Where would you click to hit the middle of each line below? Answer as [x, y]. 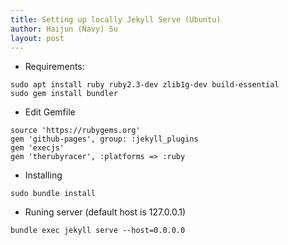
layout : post [37, 38]
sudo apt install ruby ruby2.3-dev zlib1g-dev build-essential [145, 85]
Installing [43, 175]
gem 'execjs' [37, 148]
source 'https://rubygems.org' [75, 131]
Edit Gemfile [50, 112]
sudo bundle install [53, 194]
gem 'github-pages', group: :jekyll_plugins [104, 139]
